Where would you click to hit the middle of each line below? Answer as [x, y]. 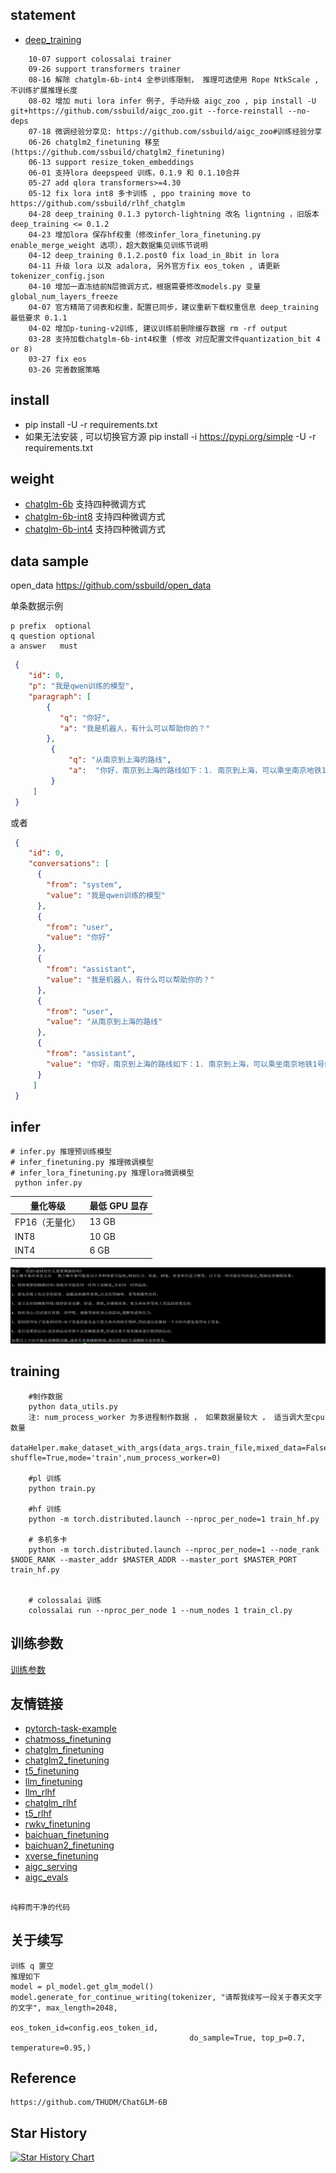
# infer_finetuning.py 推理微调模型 [82, 1163]
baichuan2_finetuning [69, 1845]
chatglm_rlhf [50, 1803]
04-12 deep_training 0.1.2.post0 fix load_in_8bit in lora [154, 255]
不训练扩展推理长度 [44, 90]
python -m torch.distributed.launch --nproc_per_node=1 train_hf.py [174, 1519]
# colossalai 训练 [65, 1600]
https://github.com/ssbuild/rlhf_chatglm [98, 203]
